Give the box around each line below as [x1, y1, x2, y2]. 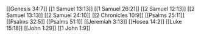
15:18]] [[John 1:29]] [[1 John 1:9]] [6, 24, 91, 32]
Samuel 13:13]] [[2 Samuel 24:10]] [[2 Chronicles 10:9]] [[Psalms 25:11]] [6, 12, 185, 19]
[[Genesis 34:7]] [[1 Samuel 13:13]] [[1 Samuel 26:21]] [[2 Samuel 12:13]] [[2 [6, 5, 195, 12]
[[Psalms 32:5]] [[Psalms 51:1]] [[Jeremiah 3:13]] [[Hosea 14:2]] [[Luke [6, 18, 182, 25]
